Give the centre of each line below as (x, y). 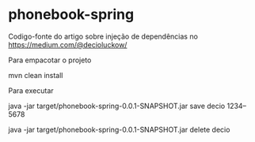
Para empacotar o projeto (50, 60)
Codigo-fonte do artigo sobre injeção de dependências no (103, 36)
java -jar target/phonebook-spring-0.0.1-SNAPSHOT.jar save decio (117, 106)
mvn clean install (36, 75)
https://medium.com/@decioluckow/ (68, 44)
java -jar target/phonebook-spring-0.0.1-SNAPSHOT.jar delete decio (119, 129)
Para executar (31, 90)
